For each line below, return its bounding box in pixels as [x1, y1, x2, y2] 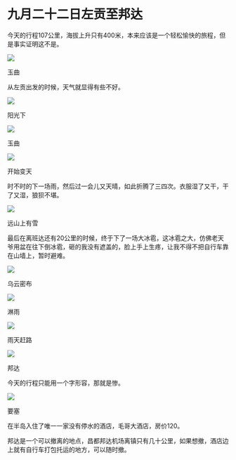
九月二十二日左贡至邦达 [7, 6, 143, 22]
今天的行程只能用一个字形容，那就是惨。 [7, 379, 124, 387]
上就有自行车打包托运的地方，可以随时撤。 [7, 445, 131, 454]
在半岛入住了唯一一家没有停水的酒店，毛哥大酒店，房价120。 [7, 421, 184, 430]
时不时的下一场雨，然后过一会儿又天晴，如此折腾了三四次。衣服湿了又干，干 [7, 182, 229, 190]
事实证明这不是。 [13, 39, 63, 48]
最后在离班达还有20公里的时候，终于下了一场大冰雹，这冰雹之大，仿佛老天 [7, 233, 225, 242]
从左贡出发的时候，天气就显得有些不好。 [7, 82, 124, 91]
